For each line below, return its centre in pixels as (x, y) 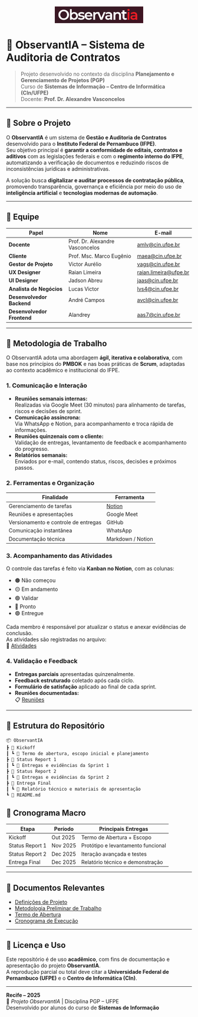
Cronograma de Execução (46, 921)
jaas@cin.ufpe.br (158, 281)
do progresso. (32, 449)
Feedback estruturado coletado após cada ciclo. (74, 680)
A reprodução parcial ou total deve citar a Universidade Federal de (88, 972)
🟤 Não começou (35, 580)
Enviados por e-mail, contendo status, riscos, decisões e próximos (95, 461)
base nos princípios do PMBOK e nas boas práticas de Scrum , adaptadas (96, 364)
